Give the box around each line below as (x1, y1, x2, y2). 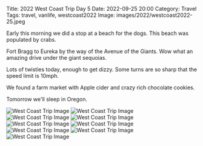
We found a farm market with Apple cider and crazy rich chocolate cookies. (6, 84, 195, 91)
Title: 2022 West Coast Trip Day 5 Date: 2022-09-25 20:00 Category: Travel (6, 5, 197, 12)
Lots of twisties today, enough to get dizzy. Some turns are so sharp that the (6, 66, 198, 73)
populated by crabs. (6, 36, 56, 43)
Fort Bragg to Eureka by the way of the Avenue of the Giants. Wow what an (6, 48, 193, 55)
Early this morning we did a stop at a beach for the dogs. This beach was (6, 30, 189, 37)
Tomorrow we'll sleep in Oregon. (6, 96, 88, 103)
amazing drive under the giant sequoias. (6, 54, 107, 61)
